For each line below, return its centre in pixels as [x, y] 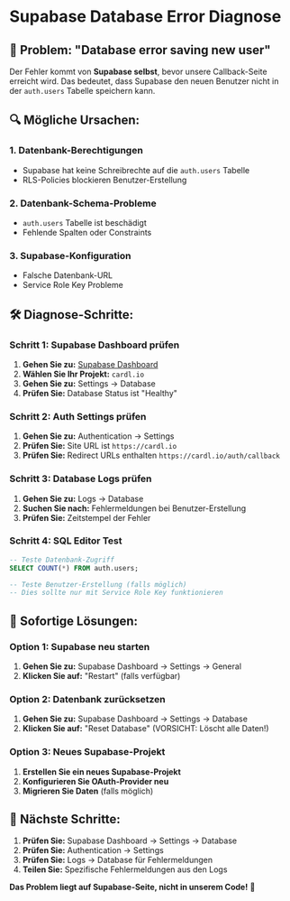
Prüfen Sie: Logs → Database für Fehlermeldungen [118, 860]
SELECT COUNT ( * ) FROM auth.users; [74, 568]
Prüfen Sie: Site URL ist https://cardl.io [100, 446]
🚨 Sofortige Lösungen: [73, 621]
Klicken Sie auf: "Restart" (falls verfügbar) [101, 676]
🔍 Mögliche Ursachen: [75, 121]
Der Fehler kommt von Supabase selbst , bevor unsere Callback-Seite [138, 71]
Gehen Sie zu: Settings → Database [89, 383]
